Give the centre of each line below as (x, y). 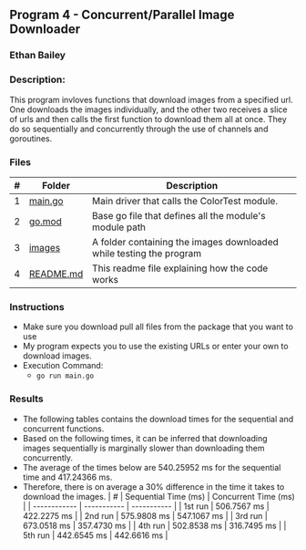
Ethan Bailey (38, 56)
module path (119, 227)
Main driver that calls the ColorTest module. (185, 201)
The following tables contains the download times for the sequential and (158, 419)
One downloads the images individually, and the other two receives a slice (148, 109)
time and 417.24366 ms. (67, 477)
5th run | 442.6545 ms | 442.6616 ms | (95, 535)
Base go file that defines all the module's (179, 215)
